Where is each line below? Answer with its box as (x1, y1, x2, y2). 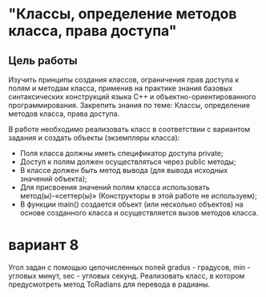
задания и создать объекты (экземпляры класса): (8, 133, 180, 142)
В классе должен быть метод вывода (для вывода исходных (19, 166, 228, 175)
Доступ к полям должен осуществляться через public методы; (19, 157, 236, 167)
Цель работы (8, 54, 78, 67)
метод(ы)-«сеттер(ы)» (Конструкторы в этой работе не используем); (19, 191, 258, 200)
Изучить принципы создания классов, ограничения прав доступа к (8, 75, 240, 84)
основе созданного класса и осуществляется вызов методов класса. (19, 208, 259, 217)
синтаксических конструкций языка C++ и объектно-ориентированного (8, 92, 256, 101)
